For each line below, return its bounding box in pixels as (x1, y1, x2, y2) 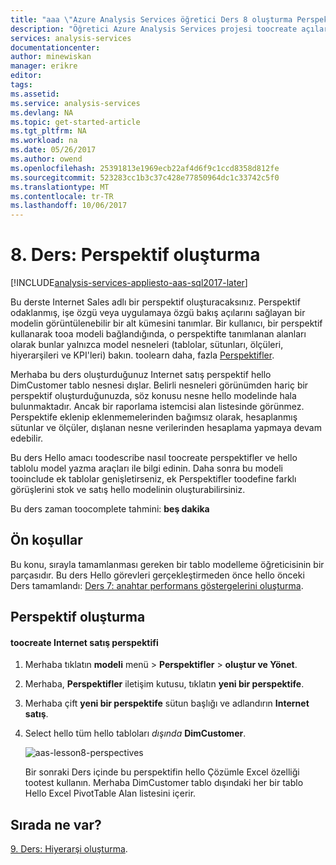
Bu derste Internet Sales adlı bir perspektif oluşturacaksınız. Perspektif (10, 296, 301, 308)
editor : (10, 71, 43, 81)
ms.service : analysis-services (10, 98, 141, 108)
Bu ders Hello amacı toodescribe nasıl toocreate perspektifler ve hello (10, 452, 298, 464)
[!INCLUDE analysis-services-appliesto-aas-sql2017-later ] (10, 277, 248, 289)
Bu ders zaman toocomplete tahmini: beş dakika (10, 503, 210, 515)
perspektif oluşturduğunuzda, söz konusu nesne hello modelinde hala (10, 390, 297, 402)
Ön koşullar (10, 532, 83, 549)
